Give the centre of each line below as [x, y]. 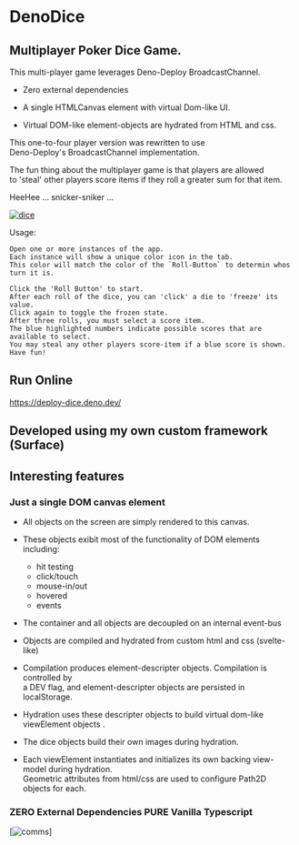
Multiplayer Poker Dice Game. [95, 50]
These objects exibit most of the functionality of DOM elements [141, 539]
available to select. [50, 337]
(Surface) [37, 445]
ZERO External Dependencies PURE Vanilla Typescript [131, 811]
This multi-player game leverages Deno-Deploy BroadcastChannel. [135, 72]
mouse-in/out [62, 586]
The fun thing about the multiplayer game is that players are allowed [137, 170]
